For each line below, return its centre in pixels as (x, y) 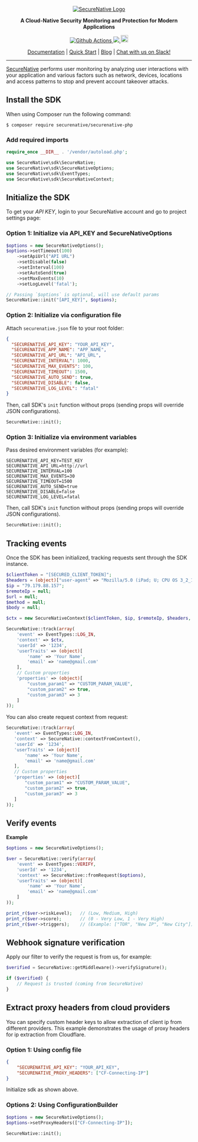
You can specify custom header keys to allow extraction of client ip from (94, 1022)
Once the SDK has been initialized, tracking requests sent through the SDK (97, 558)
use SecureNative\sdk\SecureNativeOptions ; (60, 168)
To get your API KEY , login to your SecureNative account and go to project (96, 212)
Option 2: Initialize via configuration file (64, 315)
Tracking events (37, 543)
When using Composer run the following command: (69, 114)
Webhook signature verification (66, 942)
